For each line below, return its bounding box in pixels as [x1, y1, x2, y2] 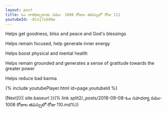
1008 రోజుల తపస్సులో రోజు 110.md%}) [5, 102, 79, 108]
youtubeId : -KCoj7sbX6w [5, 17, 56, 22]
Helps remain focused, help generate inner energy [5, 41, 110, 47]
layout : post [5, 7, 33, 13]
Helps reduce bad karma [5, 76, 57, 82]
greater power [5, 65, 35, 71]
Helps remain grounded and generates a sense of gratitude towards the [5, 60, 155, 66]
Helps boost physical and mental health [5, 50, 88, 56]
